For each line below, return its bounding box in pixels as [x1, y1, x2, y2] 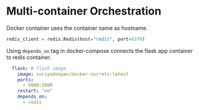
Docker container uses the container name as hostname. [6, 24, 148, 32]
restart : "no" [17, 88, 53, 94]
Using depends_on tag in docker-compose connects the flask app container [6, 47, 193, 54]
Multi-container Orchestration [6, 4, 162, 18]
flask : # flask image [12, 65, 67, 71]
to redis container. [6, 53, 52, 61]
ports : [17, 77, 34, 83]
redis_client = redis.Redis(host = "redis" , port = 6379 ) [6, 36, 146, 42]
